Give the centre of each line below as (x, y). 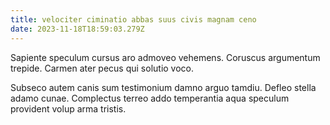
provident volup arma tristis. (68, 108)
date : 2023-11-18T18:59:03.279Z (77, 29)
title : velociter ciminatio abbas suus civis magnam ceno (133, 19)
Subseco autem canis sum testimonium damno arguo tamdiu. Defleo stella (163, 87)
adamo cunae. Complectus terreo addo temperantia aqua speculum (150, 98)
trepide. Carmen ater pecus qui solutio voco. (102, 68)
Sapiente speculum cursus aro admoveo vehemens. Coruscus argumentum (165, 57)
